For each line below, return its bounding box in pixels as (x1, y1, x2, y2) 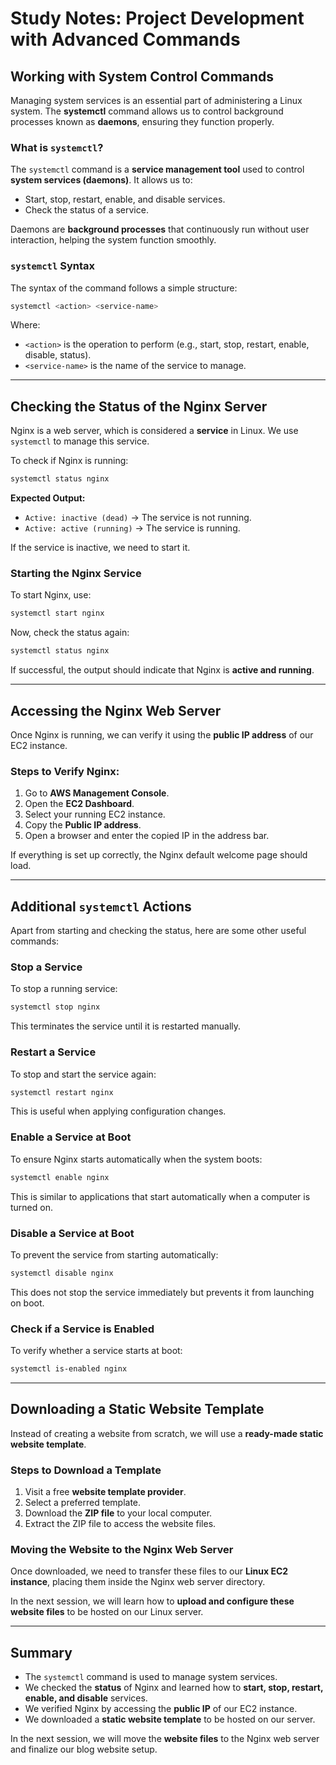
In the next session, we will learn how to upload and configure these (10, 1595, 295, 1607)
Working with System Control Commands (10, 68, 275, 85)
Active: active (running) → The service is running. (24, 522, 241, 534)
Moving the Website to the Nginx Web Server (10, 1543, 234, 1557)
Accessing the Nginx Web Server (10, 702, 222, 719)
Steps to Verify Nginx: (10, 764, 120, 778)
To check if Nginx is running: (10, 455, 129, 467)
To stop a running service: (10, 983, 118, 995)
